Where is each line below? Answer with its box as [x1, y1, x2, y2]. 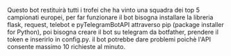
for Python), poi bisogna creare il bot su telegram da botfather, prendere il [7, 28, 219, 36]
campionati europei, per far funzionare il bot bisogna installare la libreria [7, 13, 214, 21]
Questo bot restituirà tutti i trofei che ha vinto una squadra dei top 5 [7, 6, 200, 14]
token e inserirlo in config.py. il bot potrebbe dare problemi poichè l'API [7, 35, 211, 44]
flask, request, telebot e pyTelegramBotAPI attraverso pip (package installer [7, 21, 224, 28]
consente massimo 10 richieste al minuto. [7, 43, 126, 50]
